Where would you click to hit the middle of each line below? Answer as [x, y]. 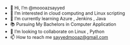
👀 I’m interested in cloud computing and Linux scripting [68, 13]
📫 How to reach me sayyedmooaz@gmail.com [59, 37]
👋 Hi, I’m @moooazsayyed [37, 8]
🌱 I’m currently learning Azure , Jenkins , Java [58, 18]
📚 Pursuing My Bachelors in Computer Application [63, 24]
